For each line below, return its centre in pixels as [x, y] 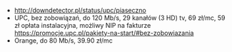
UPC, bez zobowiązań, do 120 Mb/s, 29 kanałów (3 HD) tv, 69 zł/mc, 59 [120, 18]
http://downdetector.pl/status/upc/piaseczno [80, 10]
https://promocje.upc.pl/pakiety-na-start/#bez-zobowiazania [104, 33]
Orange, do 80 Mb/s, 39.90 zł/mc [63, 41]
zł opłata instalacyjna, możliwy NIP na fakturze [82, 25]
